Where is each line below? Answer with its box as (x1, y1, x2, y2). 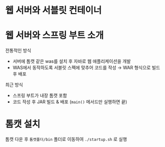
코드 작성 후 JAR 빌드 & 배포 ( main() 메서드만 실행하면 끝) (12, 99, 127, 105)
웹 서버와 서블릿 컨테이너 (5, 5, 102, 16)
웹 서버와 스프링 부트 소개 (5, 30, 104, 41)
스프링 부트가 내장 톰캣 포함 (12, 92, 68, 99)
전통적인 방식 (5, 48, 31, 54)
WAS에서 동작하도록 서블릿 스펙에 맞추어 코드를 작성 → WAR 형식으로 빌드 (12, 64, 160, 71)
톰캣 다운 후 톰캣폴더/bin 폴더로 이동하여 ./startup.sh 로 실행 (5, 136, 127, 142)
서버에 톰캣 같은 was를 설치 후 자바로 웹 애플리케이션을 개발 (12, 58, 131, 64)
